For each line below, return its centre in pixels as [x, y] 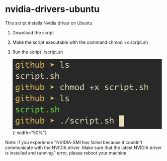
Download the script [33, 32]
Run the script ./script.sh [38, 52]
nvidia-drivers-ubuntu [52, 9]
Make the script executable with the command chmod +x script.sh [80, 42]
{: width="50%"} [30, 133]
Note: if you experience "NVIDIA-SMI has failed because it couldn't [74, 143]
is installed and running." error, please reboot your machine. [66, 153]
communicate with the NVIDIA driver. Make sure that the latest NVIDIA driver [83, 148]
